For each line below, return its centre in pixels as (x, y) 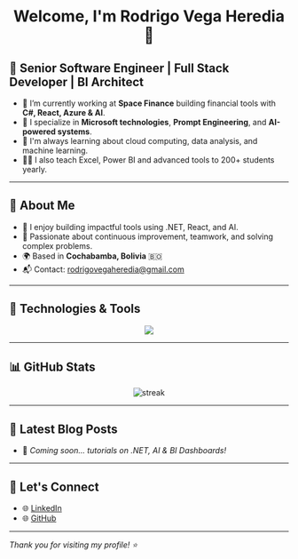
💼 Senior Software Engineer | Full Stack (119, 68)
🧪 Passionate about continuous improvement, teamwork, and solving (147, 236)
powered (39, 132)
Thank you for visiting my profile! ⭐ (74, 545)
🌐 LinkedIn (42, 508)
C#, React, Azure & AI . (63, 112)
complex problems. (57, 245)
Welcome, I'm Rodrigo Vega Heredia (149, 16)
